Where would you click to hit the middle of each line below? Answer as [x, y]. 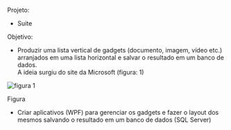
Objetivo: [20, 37]
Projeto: [18, 10]
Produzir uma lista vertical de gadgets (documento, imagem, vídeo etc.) [120, 50]
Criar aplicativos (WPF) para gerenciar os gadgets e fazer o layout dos [118, 112]
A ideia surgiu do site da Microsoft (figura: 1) [80, 72]
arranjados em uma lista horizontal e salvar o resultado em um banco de [120, 57]
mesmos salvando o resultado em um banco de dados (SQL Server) [114, 120]
